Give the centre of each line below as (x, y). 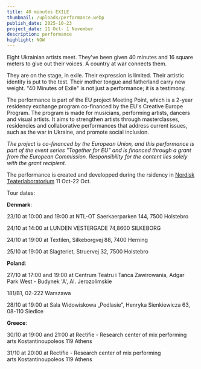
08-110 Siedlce (25, 311)
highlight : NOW (26, 40)
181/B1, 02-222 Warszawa (39, 293)
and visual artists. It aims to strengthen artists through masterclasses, (93, 119)
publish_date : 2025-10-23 (39, 23)
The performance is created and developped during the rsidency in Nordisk (101, 175)
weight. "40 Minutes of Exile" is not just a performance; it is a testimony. (97, 88)
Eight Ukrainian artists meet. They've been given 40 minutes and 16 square (100, 57)
